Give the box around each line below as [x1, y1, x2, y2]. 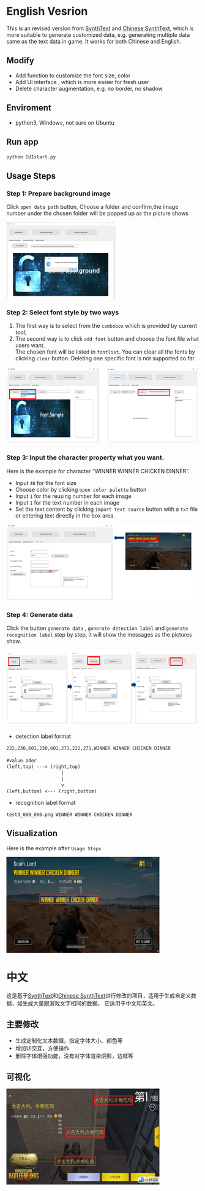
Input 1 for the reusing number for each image [15, 492, 132, 500]
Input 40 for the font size [15, 479, 77, 486]
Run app [6, 136, 39, 147]
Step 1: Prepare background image [6, 189, 111, 198]
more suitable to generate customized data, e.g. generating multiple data [6, 31, 190, 38]
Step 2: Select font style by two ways [6, 308, 119, 317]
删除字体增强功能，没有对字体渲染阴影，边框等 [15, 1052, 133, 1060]
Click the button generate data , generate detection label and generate [6, 624, 188, 632]
